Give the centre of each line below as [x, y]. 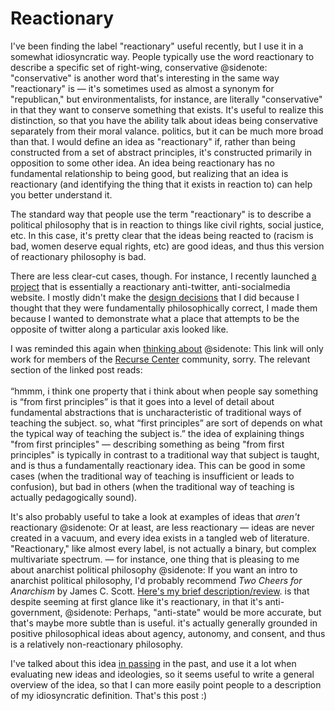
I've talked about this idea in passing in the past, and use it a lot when [153, 663]
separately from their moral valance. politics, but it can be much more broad [167, 131]
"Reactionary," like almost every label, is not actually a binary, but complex [163, 548]
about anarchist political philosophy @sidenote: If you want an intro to [154, 569]
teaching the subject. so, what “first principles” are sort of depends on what [166, 423]
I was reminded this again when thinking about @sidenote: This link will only [167, 348]
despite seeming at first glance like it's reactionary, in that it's [136, 601]
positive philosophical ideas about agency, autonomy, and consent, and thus [168, 633]
